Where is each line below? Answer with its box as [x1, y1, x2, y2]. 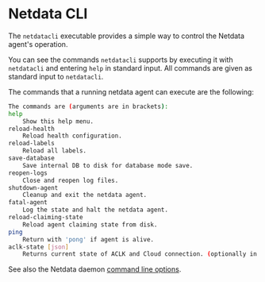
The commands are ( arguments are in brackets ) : [8, 102, 169, 110]
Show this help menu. [22, 117, 94, 126]
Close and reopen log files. [22, 176, 119, 184]
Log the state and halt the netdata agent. [22, 206, 169, 214]
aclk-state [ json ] [8, 243, 69, 251]
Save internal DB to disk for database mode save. [22, 161, 194, 169]
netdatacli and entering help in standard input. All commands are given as [8, 63, 252, 72]
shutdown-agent [8, 183, 59, 191]
